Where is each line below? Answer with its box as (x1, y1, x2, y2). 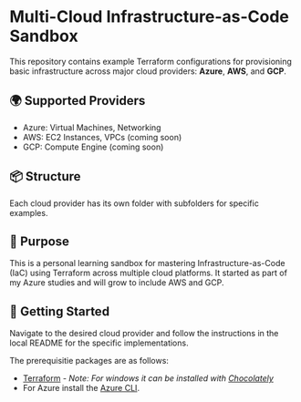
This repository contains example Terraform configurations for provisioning (9, 56, 292, 67)
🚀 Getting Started (9, 304, 110, 319)
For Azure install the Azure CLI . (22, 383, 140, 394)
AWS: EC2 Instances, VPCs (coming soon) (22, 131, 182, 142)
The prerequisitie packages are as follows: (9, 356, 169, 366)
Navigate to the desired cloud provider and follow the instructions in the (9, 328, 279, 339)
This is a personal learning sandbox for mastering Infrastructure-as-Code (9, 258, 285, 269)
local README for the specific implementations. (9, 337, 189, 348)
